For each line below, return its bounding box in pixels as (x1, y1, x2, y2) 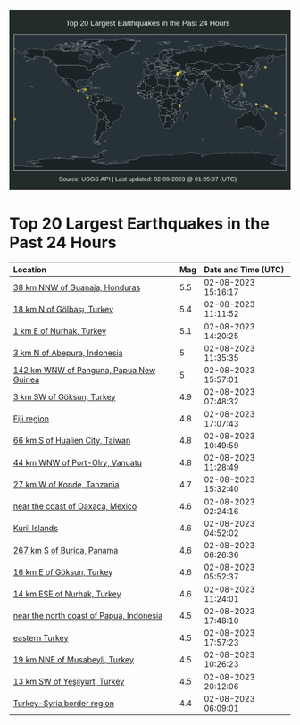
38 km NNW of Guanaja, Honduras (12, 282, 141, 293)
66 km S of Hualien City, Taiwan (12, 435, 131, 446)
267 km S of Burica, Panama (12, 545, 119, 555)
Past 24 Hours (9, 232, 117, 253)
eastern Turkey (12, 632, 69, 643)
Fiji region (12, 413, 50, 424)
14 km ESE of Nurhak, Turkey (12, 588, 122, 599)
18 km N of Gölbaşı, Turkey (12, 304, 114, 314)
